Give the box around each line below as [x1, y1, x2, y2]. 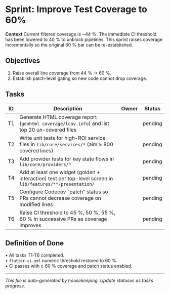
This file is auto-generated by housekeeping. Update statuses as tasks [5, 277, 153, 284]
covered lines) [19, 147, 54, 154]
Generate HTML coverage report [19, 113, 97, 120]
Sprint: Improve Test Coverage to [5, 4, 148, 15]
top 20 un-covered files [19, 126, 77, 133]
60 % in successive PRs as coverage [19, 215, 107, 222]
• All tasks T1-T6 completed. [5, 252, 65, 259]
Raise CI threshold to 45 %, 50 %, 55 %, [19, 209, 116, 216]
